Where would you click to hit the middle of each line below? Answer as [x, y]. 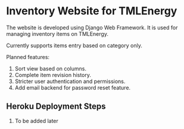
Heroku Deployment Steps [56, 107]
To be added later [36, 121]
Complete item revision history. [53, 75]
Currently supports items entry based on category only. [74, 45]
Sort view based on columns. [50, 68]
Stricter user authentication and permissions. [70, 81]
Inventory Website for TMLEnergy [92, 11]
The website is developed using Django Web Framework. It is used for [92, 27]
